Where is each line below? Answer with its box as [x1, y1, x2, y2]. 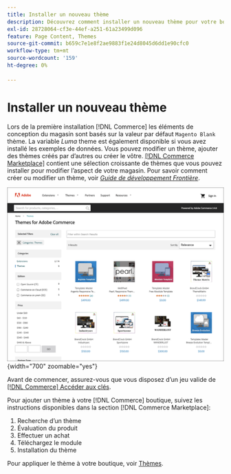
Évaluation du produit [16, 424, 78, 432]
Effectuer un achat [16, 431, 70, 440]
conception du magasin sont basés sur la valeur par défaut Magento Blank [7, 129, 216, 138]
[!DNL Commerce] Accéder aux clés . [7, 383, 111, 391]
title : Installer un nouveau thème [7, 11, 109, 18]
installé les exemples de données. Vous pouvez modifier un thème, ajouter [7, 144, 218, 153]
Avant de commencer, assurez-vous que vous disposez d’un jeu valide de [7, 375, 217, 383]
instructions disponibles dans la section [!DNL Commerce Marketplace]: [7, 403, 211, 411]
